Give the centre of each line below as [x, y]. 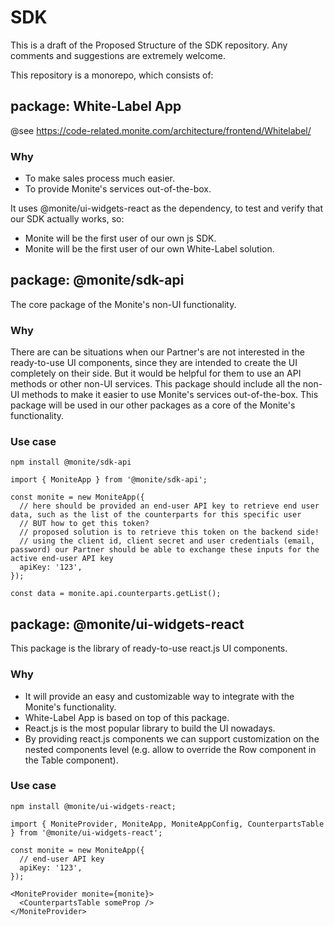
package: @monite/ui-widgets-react [127, 624]
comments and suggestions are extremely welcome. [118, 55]
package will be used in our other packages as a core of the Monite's [153, 405]
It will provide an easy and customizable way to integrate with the [159, 696]
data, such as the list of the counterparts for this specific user [156, 515]
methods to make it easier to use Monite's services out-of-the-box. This [170, 395]
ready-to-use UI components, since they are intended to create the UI [154, 363]
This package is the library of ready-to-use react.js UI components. [149, 648]
